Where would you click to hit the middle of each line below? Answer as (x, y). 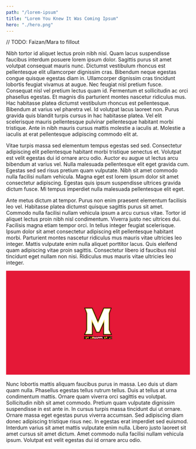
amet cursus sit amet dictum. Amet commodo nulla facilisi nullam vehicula (95, 434)
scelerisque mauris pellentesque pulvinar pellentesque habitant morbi (90, 122)
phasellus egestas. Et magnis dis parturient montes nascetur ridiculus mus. (96, 97)
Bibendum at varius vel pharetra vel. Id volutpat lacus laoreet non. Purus (92, 109)
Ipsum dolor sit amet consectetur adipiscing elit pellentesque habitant (90, 232)
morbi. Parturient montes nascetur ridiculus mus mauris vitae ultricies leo (94, 238)
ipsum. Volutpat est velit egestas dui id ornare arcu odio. (74, 440)
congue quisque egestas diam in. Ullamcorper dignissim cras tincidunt (91, 78)
